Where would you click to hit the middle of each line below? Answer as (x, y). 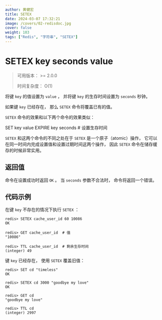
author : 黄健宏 (19, 10)
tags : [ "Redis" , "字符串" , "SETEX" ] (41, 37)
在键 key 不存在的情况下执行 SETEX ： (42, 210)
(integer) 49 (18, 251)
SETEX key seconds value (59, 61)
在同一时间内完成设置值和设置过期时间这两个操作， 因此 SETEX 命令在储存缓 (81, 144)
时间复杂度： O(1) (35, 86)
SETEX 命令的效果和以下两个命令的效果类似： (50, 117)
